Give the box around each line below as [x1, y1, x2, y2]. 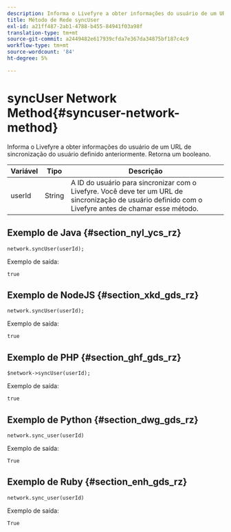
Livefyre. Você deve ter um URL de [71, 187, 184, 196]
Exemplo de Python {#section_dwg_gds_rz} [7, 414, 199, 425]
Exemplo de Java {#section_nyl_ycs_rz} [7, 227, 181, 239]
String [44, 191, 65, 200]
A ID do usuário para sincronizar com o [71, 178, 197, 187]
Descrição [128, 166, 163, 175]
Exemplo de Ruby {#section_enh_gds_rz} [7, 476, 188, 488]
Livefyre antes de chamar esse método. [71, 204, 199, 213]
